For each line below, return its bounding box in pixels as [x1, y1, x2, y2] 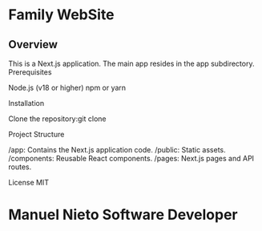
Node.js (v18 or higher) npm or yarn [8, 83, 127, 92]
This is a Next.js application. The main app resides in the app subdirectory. [8, 59, 255, 68]
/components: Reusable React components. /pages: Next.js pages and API [8, 154, 255, 163]
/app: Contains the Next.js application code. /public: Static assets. [8, 145, 226, 154]
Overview [8, 38, 58, 51]
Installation [8, 99, 45, 107]
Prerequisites [8, 67, 52, 77]
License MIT [8, 178, 50, 187]
